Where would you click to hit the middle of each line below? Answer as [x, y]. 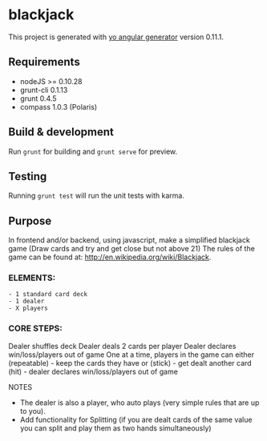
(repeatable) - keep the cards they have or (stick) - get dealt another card [130, 363]
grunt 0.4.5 [38, 98]
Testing [28, 176]
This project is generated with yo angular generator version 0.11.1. [116, 37]
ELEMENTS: [32, 278]
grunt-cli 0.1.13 [44, 90]
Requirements [44, 62]
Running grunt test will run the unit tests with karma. [96, 196]
